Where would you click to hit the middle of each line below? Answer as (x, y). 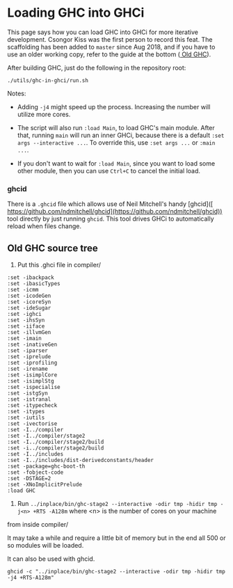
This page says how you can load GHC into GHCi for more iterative (103, 32)
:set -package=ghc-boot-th (46, 467)
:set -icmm (23, 290)
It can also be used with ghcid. (51, 559)
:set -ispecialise (34, 388)
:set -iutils (26, 418)
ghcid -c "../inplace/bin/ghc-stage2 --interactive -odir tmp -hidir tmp (116, 572)
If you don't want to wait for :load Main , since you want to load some (116, 163)
